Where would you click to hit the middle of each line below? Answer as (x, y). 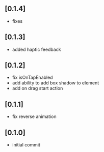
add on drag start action (37, 88)
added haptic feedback (37, 49)
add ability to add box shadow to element (56, 83)
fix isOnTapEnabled (32, 78)
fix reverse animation (34, 116)
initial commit (26, 145)
